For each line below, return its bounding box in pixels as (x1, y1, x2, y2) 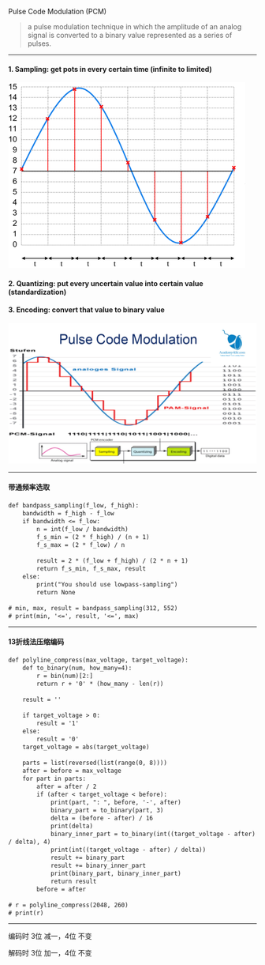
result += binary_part (50, 854, 125, 861)
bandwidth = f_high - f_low (22, 509, 114, 517)
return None (36, 588, 77, 596)
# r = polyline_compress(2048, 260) (8, 901, 129, 909)
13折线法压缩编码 (8, 637, 65, 646)
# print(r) (8, 909, 44, 917)
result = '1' (36, 719, 80, 727)
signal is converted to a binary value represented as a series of (27, 31, 233, 40)
